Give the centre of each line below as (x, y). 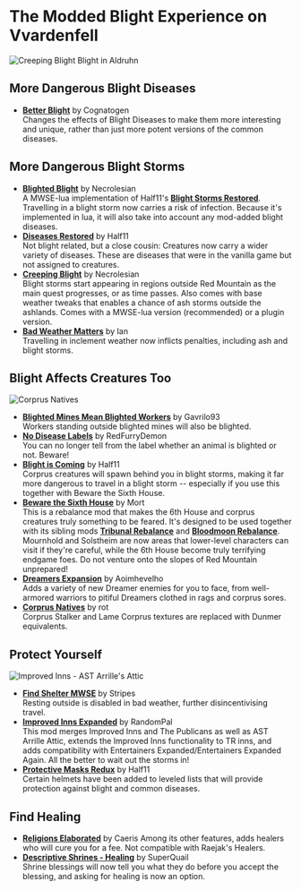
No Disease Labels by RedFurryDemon (95, 436)
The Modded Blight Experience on (138, 17)
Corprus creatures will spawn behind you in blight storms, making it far (153, 474)
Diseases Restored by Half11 (76, 235)
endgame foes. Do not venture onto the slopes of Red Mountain (140, 560)
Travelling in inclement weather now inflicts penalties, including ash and (155, 340)
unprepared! (45, 569)
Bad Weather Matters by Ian (75, 331)
